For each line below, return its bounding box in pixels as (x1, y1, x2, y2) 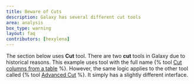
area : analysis (6, 20, 44, 25)
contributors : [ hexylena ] (6, 36, 70, 42)
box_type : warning (6, 25, 51, 31)
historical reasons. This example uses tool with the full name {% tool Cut (6, 59, 182, 66)
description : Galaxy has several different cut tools (6, 14, 142, 20)
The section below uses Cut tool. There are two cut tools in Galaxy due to (6, 53, 186, 59)
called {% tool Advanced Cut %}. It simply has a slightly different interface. (6, 72, 189, 78)
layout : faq (6, 31, 35, 37)
